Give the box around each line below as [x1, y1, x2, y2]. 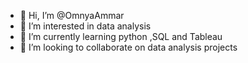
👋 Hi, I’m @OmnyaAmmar [19, 10, 125, 21]
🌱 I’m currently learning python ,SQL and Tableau [19, 31, 223, 42]
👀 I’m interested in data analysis [19, 20, 152, 32]
